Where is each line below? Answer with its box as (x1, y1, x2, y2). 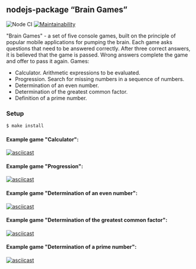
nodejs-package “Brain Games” (6, 5, 128, 15)
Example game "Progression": (6, 162, 84, 169)
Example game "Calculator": (6, 135, 79, 143)
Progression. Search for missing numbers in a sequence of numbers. (14, 75, 185, 82)
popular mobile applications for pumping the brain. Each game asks (6, 38, 173, 45)
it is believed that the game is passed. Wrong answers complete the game (6, 51, 188, 58)
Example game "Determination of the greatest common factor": (6, 217, 168, 224)
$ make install (6, 123, 44, 129)
